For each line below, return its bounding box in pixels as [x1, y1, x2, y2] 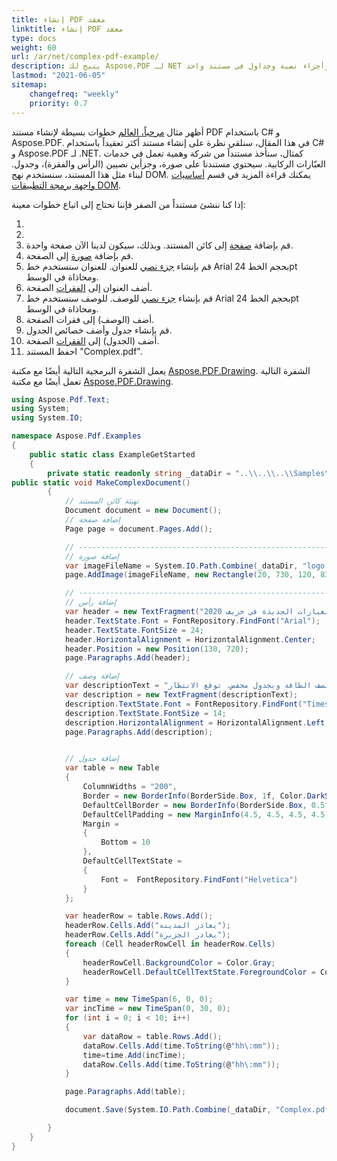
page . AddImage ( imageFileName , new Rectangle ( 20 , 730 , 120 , [64, 570, 317, 580]
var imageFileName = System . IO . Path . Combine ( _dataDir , [64, 561, 299, 571]
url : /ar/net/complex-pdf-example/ [11, 52, 160, 62]
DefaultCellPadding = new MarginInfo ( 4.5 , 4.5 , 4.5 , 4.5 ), [82, 809, 334, 820]
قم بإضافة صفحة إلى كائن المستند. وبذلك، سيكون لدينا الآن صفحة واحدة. [25, 239, 294, 251]
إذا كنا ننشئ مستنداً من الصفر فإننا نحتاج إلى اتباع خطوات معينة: [11, 198, 246, 210]
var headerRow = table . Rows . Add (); [64, 911, 214, 921]
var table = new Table [64, 763, 160, 773]
